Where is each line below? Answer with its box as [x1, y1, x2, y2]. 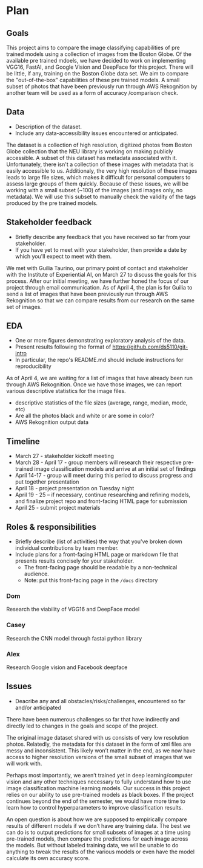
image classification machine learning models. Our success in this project [6, 784, 190, 791]
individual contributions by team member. [15, 544, 119, 552]
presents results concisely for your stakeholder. [15, 557, 135, 564]
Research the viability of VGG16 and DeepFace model [6, 606, 140, 613]
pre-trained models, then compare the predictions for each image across [6, 835, 188, 842]
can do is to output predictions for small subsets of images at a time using [6, 828, 191, 836]
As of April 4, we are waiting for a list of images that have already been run [6, 375, 193, 382]
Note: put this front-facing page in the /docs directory [24, 577, 158, 584]
